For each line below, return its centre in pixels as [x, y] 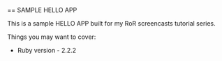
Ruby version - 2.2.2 [47, 50]
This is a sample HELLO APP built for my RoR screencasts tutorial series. [112, 23]
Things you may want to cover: [52, 37]
